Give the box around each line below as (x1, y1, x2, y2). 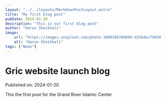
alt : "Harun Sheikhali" (14, 40, 64, 45)
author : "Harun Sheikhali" (5, 26, 61, 31)
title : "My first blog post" (5, 12, 66, 17)
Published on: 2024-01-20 (5, 82, 59, 88)
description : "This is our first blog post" (5, 21, 99, 26)
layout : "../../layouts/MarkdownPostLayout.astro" (5, 7, 112, 12)
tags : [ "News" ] (5, 44, 37, 49)
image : (5, 30, 19, 35)
